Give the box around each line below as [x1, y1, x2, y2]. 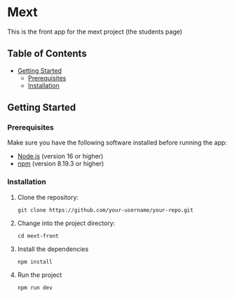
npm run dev [17, 284, 53, 291]
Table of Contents [7, 48, 88, 60]
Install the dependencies [17, 245, 89, 253]
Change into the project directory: [17, 219, 116, 227]
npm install [17, 258, 53, 265]
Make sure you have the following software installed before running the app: [7, 138, 228, 147]
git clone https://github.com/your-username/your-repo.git [17, 206, 194, 214]
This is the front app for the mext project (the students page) [7, 27, 183, 36]
